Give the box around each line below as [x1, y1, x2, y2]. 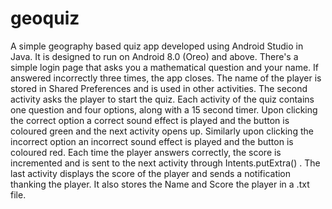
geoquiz [10, 7, 80, 30]
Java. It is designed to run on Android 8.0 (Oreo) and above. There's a [10, 50, 299, 62]
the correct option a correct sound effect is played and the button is [10, 114, 290, 126]
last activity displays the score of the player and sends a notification [10, 167, 292, 179]
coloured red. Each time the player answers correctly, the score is [10, 146, 282, 158]
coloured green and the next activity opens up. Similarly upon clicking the [10, 125, 314, 137]
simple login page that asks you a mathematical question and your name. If [10, 61, 319, 73]
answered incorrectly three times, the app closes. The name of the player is [10, 72, 322, 84]
